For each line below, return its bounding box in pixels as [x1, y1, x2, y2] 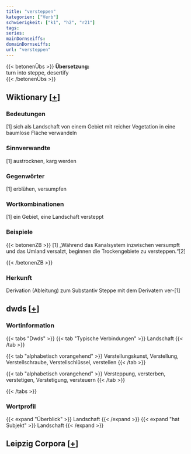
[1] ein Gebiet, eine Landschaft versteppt [6, 214, 104, 221]
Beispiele [6, 228, 33, 236]
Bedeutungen [6, 110, 46, 118]
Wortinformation [6, 321, 54, 330]
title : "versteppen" [6, 8, 57, 15]
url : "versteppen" [6, 47, 51, 53]
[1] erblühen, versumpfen [6, 185, 67, 192]
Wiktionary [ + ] [6, 92, 60, 103]
